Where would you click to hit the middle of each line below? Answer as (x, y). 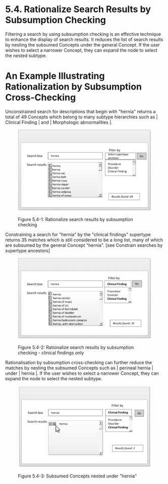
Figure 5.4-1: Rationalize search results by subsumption (75, 219)
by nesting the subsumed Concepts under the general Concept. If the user (83, 45)
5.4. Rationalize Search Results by (78, 9)
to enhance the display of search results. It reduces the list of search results (84, 39)
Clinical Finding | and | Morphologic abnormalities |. (59, 122)
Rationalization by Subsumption (74, 87)
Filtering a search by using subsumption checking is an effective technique (83, 34)
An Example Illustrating (55, 76)
